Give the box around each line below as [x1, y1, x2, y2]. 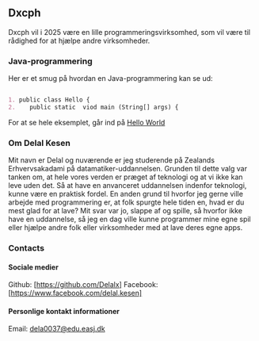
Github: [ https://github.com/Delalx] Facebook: [8, 280, 158, 289]
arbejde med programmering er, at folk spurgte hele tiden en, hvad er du [8, 197, 245, 207]
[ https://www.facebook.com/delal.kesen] [8, 289, 143, 298]
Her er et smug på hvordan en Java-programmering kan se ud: [8, 74, 213, 83]
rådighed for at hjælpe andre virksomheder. [8, 36, 150, 45]
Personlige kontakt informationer [8, 306, 120, 316]
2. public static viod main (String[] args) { [8, 103, 179, 111]
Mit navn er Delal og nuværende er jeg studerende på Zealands [8, 155, 215, 165]
